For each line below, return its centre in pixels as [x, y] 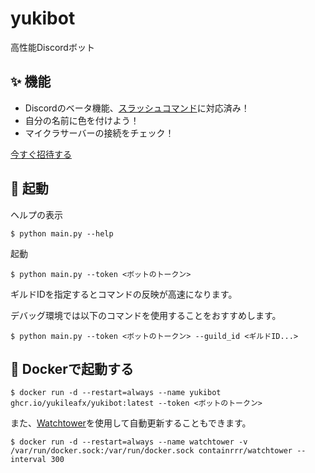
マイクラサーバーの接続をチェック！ [99, 133]
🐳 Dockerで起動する [72, 368]
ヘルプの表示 [36, 214]
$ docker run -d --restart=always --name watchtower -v [129, 442]
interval [28, 460]
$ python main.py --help [62, 233]
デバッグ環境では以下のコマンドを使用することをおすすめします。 [146, 315]
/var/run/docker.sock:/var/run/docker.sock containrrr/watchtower [151, 451]
